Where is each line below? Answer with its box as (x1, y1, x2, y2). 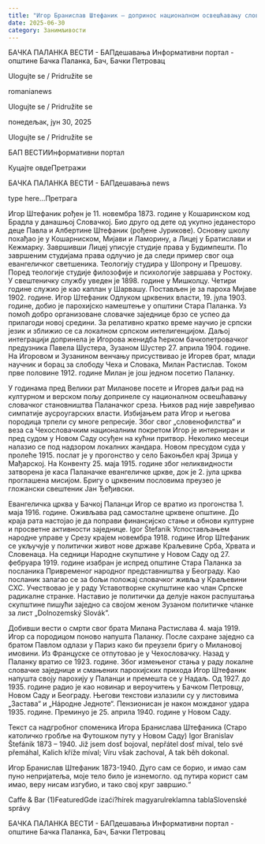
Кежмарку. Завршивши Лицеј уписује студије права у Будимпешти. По (8, 242, 248, 252)
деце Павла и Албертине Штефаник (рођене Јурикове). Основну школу (8, 226, 250, 235)
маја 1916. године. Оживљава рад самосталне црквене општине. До (8, 508, 239, 517)
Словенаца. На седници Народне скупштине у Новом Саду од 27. (8, 550, 230, 559)
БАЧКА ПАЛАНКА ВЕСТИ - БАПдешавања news (8, 178, 170, 188)
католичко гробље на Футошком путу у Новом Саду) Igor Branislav (8, 731, 234, 741)
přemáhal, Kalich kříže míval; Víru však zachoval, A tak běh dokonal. (8, 748, 230, 757)
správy (8, 804, 31, 813)
